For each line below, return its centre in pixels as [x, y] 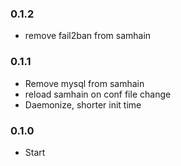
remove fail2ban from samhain [88, 36]
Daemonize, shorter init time [83, 104]
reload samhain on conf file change [98, 94]
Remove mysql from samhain [84, 83]
